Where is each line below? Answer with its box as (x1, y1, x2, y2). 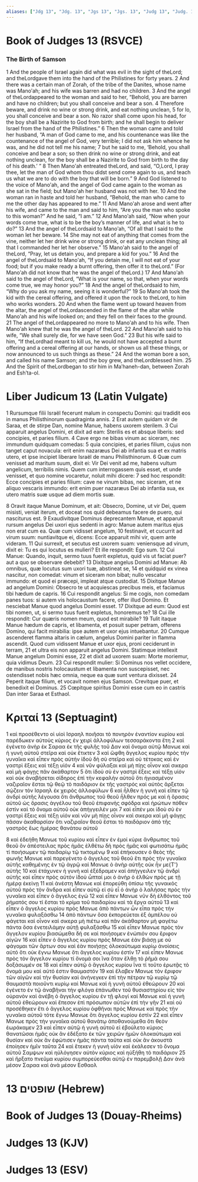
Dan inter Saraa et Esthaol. (6, 691, 71, 698)
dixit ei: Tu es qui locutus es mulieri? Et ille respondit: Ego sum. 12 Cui (6, 546, 175, 553)
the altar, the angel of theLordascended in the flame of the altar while (6, 307, 174, 314)
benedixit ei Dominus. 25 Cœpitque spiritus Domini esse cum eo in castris (6, 684, 186, 691)
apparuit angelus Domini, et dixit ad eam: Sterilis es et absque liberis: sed (6, 428, 184, 435)
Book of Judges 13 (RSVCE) (6, 34, 143, 47)
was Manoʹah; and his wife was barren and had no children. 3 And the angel (6, 87, 191, 94)
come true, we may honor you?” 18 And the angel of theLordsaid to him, (6, 281, 181, 289)
